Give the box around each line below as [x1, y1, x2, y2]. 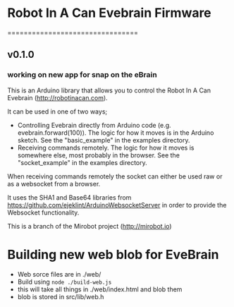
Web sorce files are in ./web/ [17, 270, 101, 278]
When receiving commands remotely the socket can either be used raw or [7, 171, 223, 181]
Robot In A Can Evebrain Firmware [7, 5, 211, 21]
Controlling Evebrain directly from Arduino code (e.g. [17, 121, 171, 129]
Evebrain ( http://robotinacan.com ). [7, 93, 108, 102]
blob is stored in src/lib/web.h [17, 292, 104, 301]
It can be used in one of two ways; [7, 107, 108, 116]
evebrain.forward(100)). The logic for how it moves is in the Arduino [17, 128, 214, 137]
